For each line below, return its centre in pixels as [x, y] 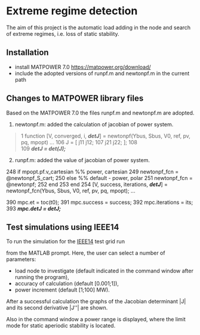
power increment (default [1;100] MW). [62, 290]
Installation [27, 53]
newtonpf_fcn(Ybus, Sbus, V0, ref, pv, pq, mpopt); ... [71, 190]
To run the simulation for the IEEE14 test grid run [66, 241]
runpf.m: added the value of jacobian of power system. [82, 160]
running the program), [42, 277]
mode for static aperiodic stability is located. [61, 325]
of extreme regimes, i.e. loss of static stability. [63, 33]
